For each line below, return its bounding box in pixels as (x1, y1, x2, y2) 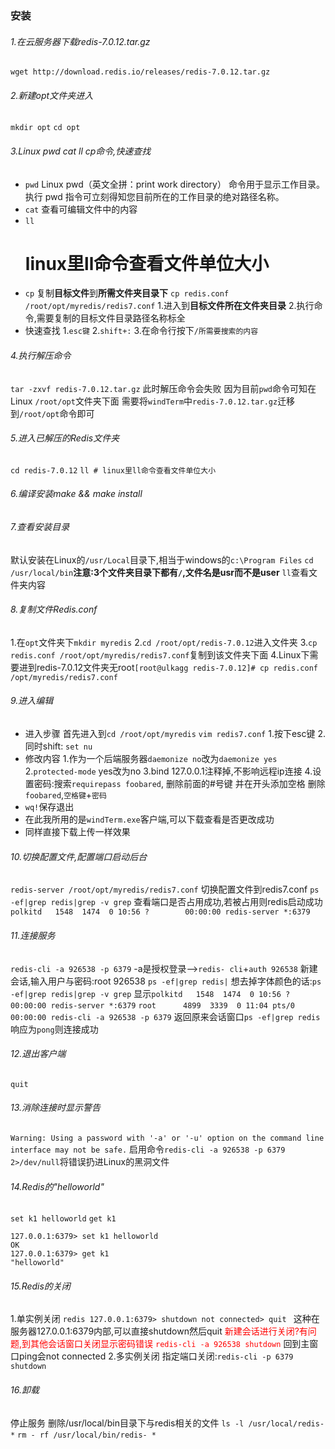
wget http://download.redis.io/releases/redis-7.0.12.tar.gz (10, 67, 271, 77)
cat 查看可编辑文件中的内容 (24, 203, 138, 215)
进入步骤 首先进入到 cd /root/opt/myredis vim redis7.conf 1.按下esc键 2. (24, 728, 326, 740)
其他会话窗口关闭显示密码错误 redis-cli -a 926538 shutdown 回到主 (30, 1338, 310, 1350)
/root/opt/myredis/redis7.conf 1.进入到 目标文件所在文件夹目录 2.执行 (24, 300, 315, 312)
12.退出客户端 (10, 1048, 67, 1060)
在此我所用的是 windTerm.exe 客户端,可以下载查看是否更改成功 (24, 813, 275, 826)
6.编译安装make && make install (10, 488, 143, 500)
